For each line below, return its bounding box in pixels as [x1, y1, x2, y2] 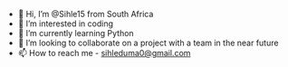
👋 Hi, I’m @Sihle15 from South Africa [17, 9, 154, 19]
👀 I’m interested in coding [17, 18, 114, 29]
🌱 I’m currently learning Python [17, 28, 134, 38]
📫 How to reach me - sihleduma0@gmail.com [17, 48, 191, 58]
